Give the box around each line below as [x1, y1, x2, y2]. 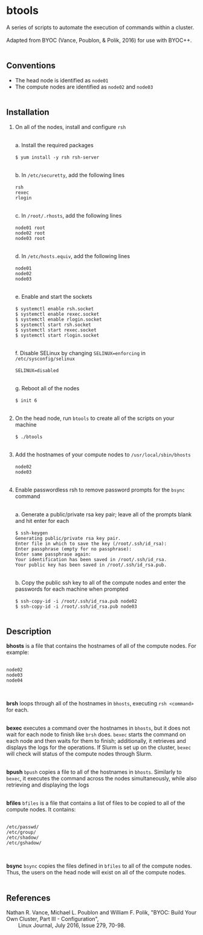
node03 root [14, 235, 45, 241]
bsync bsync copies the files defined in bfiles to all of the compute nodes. [6, 862, 192, 870]
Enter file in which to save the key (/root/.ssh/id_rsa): [14, 541, 167, 547]
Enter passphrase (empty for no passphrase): [14, 546, 132, 552]
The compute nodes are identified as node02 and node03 [14, 83, 153, 90]
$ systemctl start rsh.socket [14, 322, 92, 328]
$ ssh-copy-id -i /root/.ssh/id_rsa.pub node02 [14, 598, 137, 604]
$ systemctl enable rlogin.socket [14, 316, 102, 322]
